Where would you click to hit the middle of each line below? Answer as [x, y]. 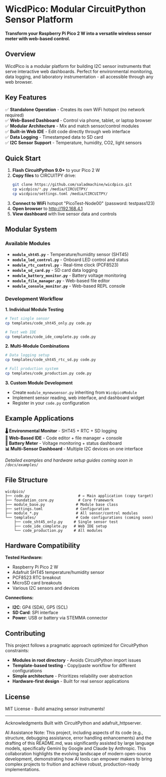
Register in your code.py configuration [51, 403]
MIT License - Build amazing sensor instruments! [55, 709]
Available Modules [28, 244]
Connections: [19, 598]
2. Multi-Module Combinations [37, 346]
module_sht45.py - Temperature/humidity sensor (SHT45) [70, 254]
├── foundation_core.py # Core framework [59, 500]
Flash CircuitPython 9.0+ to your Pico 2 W [56, 170]
